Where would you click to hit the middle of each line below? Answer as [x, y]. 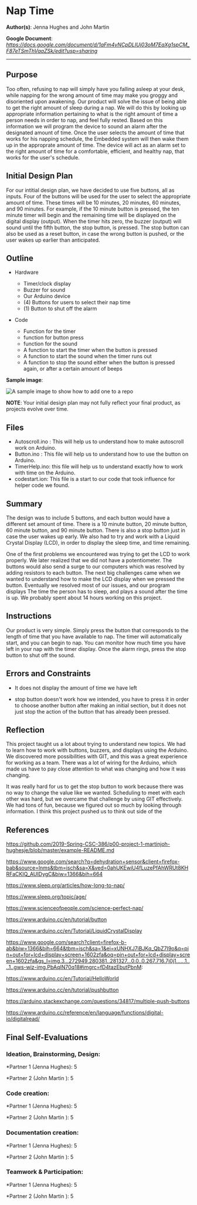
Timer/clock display [47, 284]
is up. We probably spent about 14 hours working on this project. [84, 598]
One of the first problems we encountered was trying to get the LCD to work [98, 554]
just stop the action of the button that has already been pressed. [92, 711]
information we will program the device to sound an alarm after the [86, 126]
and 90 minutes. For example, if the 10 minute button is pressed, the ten [93, 209]
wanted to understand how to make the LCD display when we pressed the [95, 579]
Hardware [27, 272]
